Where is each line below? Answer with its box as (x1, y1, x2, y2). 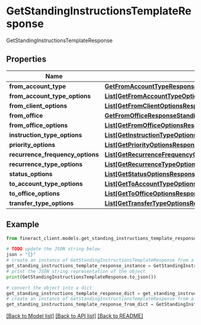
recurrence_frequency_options (9, 150, 99, 158)
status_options (9, 170, 53, 178)
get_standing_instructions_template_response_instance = (6, 263, 151, 269)
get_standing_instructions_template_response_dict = (6, 290, 141, 296)
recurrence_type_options (9, 160, 83, 168)
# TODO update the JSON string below (6, 246, 100, 252)
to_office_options (9, 189, 60, 197)
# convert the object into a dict (6, 285, 93, 291)
